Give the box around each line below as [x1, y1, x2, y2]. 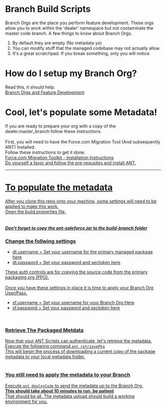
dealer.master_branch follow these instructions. [5, 128, 102, 134]
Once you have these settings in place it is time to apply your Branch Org [5, 285, 154, 291]
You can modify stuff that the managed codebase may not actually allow [12, 45, 160, 51]
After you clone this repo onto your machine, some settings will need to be [5, 198, 157, 204]
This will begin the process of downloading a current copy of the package [5, 349, 156, 355]
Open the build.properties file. [5, 209, 66, 215]
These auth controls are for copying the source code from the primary [5, 269, 148, 275]
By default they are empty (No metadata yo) [12, 40, 102, 45]
